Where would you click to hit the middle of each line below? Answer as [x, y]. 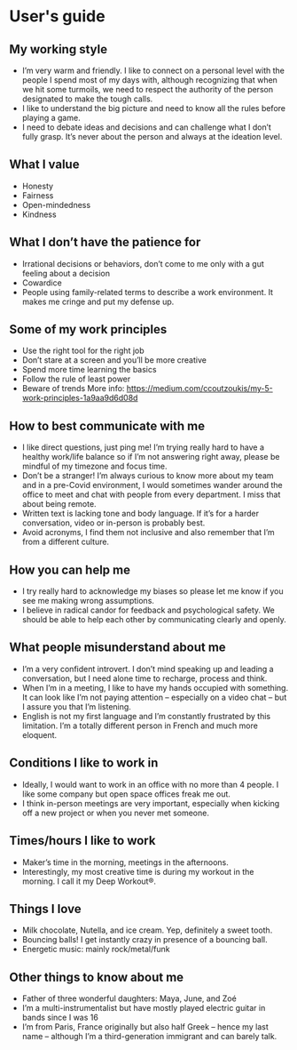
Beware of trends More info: [73, 389]
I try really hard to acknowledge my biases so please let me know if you [152, 591]
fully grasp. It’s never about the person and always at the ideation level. [152, 136]
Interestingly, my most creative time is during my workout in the [138, 871]
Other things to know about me [97, 977]
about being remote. [59, 504]
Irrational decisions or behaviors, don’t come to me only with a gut [143, 263]
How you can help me [70, 569]
